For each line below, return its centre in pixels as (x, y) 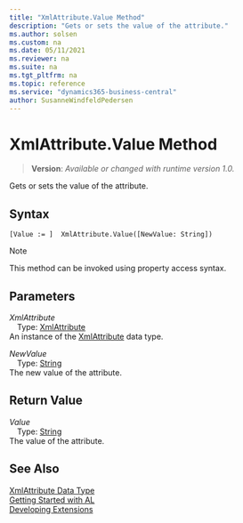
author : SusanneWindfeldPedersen (71, 100)
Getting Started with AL (52, 500)
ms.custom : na (36, 42)
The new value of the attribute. (66, 372)
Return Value (46, 401)
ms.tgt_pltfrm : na (43, 76)
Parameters (42, 296)
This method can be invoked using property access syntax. (118, 269)
